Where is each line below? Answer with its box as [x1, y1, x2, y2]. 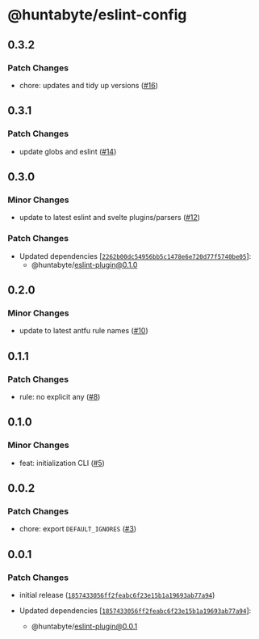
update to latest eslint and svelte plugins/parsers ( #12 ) [19, 213, 201, 222]
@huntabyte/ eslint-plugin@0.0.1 [31, 621, 138, 631]
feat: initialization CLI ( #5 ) [19, 458, 106, 468]
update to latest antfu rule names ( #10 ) [19, 326, 148, 336]
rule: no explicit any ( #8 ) [19, 391, 101, 401]
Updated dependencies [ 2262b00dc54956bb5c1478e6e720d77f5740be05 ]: [19, 251, 252, 260]
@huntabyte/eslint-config [7, 6, 187, 24]
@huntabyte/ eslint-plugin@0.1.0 [31, 260, 138, 269]
